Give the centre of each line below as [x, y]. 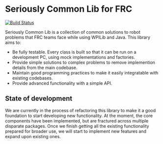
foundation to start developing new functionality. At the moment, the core [79, 116]
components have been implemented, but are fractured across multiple [77, 120]
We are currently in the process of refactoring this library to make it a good [81, 110]
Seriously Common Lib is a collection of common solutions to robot [73, 32]
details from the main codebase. [45, 68]
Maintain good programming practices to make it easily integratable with [85, 72]
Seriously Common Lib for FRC [69, 9]
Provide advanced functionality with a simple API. [62, 83]
